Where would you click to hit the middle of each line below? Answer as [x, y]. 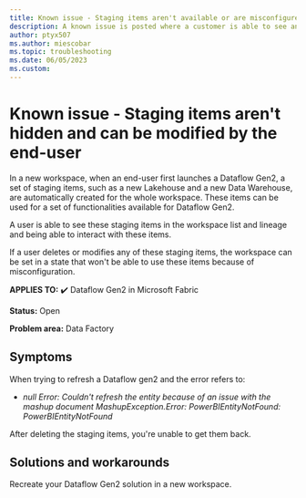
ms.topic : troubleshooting [61, 52]
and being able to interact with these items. [91, 234]
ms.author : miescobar [51, 43]
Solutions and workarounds [90, 463]
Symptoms [41, 357]
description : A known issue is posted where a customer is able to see [148, 26]
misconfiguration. [42, 271]
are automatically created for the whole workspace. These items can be [144, 197]
